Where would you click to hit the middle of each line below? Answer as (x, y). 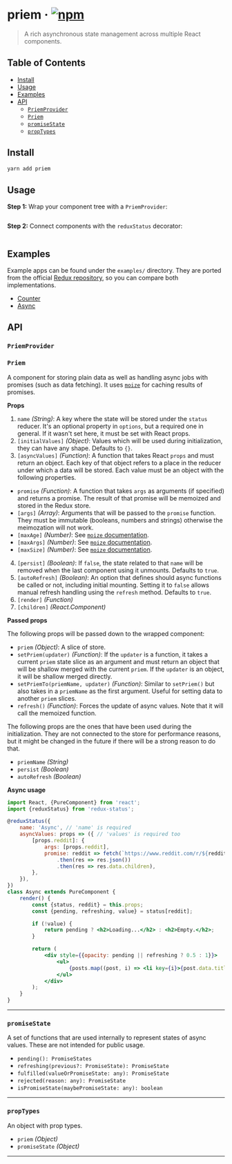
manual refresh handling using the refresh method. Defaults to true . (114, 592)
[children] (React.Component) (61, 607)
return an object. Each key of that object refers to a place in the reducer (119, 463)
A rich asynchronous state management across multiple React (113, 34)
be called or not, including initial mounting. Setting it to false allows (113, 585)
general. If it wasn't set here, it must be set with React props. (104, 433)
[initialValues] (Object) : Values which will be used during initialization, (120, 440)
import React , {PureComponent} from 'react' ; (74, 802)
